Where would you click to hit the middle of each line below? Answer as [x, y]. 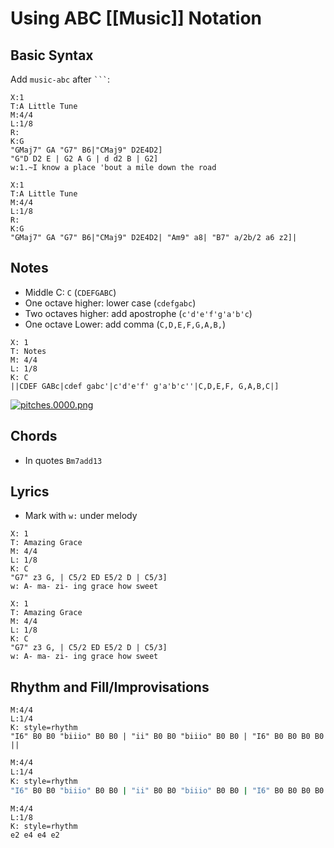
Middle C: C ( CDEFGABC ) [70, 292]
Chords [34, 436]
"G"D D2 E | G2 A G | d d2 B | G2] [84, 159]
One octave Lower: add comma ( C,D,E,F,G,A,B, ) [125, 324]
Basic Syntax [52, 55]
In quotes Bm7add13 [63, 460]
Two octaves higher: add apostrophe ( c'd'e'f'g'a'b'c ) [138, 313]
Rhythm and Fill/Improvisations [110, 687]
